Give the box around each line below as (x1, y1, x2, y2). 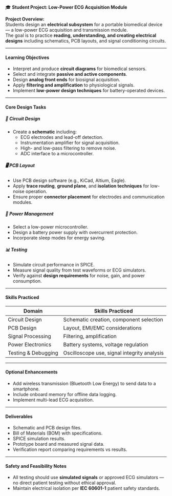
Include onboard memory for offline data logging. (12, 391, 117, 398)
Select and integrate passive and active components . (12, 71, 127, 77)
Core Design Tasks (5, 104, 47, 110)
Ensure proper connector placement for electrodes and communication (12, 194, 165, 200)
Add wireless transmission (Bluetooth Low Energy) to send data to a (12, 381, 156, 387)
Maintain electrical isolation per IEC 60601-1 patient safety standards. (12, 485, 160, 491)
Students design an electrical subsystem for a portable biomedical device (5, 22, 163, 27)
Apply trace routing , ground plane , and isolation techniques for (12, 182, 149, 189)
